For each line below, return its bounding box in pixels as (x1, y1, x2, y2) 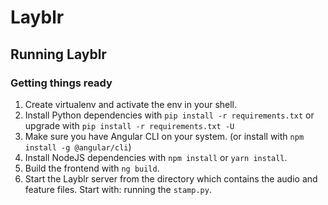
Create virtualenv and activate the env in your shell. (24, 98, 238, 110)
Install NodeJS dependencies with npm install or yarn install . (24, 151, 288, 163)
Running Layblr (10, 46, 107, 63)
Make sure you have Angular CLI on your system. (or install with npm (24, 130, 305, 142)
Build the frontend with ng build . (24, 162, 160, 174)
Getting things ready (10, 76, 113, 90)
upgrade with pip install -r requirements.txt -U (24, 119, 235, 131)
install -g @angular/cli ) (24, 141, 132, 153)
